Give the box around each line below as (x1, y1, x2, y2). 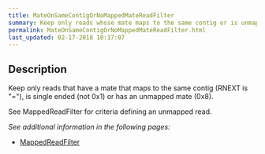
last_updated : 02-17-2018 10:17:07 (8, 33, 125, 42)
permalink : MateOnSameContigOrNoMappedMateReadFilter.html (8, 26, 207, 34)
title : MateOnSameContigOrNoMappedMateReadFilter (8, 11, 175, 20)
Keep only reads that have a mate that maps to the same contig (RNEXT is (8, 83, 248, 93)
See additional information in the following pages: (8, 123, 171, 132)
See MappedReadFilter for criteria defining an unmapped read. (8, 107, 212, 116)
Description (8, 62, 67, 75)
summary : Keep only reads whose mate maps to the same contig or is (8, 19, 238, 27)
